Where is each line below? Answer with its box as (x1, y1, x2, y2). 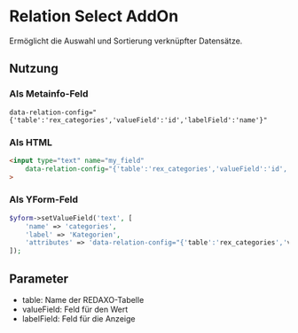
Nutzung (9, 61, 59, 76)
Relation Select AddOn (9, 6, 179, 27)
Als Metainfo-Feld (9, 88, 89, 100)
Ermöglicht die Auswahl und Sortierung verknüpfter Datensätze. (9, 35, 243, 46)
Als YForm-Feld (9, 193, 78, 205)
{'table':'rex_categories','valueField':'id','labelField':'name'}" (9, 115, 268, 125)
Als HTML (9, 136, 53, 148)
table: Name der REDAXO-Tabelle (21, 295, 145, 306)
